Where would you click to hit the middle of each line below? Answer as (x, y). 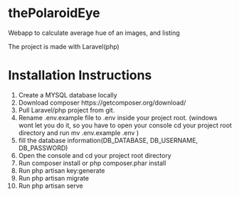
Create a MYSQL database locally (68, 95)
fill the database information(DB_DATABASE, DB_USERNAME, (108, 140)
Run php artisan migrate (54, 178)
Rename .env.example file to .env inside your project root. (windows (118, 117)
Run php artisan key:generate (62, 170)
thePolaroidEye (54, 13)
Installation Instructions (80, 75)
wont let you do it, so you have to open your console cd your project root (125, 125)
